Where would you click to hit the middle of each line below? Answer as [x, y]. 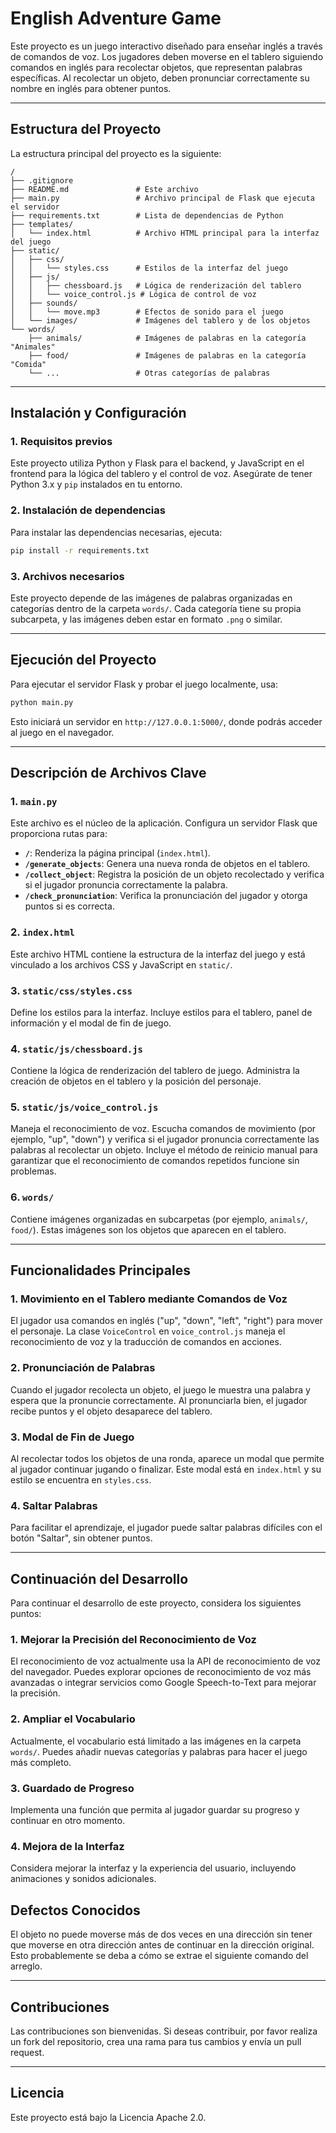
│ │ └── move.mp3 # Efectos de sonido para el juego [147, 312]
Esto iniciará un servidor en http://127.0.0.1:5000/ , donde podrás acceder [166, 721]
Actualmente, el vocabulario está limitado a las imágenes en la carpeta [156, 1741]
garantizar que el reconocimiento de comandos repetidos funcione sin [155, 1161]
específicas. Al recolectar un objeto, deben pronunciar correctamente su [160, 78]
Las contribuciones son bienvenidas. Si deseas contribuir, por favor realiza [164, 2031]
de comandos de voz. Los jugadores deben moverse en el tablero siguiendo [167, 56]
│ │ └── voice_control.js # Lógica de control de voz [133, 294]
